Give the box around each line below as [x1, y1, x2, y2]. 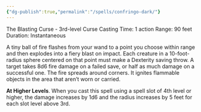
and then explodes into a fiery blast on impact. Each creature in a [6, 49, 168, 57]
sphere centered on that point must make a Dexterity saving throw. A [23, 56, 194, 63]
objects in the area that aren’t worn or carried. [6, 75, 121, 82]
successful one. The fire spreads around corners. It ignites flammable [6, 69, 180, 76]
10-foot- [169, 49, 190, 57]
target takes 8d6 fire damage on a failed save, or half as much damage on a [6, 63, 195, 70]
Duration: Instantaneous [6, 31, 66, 39]
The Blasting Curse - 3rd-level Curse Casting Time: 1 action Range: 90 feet [6, 25, 193, 33]
